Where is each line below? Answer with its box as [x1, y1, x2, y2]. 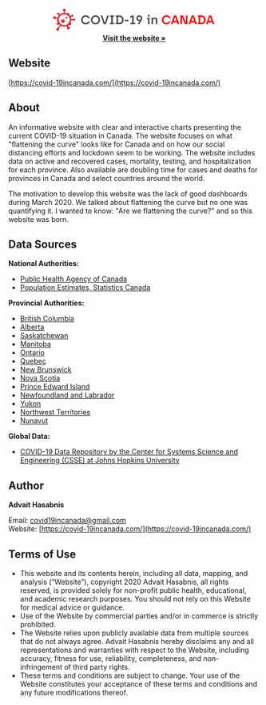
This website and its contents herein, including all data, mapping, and [19, 569, 248, 578]
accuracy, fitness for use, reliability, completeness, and [19, 654, 202, 663]
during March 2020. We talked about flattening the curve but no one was [8, 197, 248, 207]
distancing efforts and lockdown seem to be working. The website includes [8, 147, 256, 157]
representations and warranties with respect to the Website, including [19, 645, 249, 655]
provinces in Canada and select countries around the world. [8, 173, 205, 183]
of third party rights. [63, 663, 130, 672]
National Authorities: [8, 259, 80, 268]
